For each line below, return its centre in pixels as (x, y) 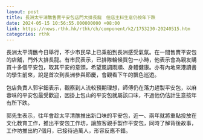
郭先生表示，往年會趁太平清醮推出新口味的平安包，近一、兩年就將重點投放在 (101, 116)
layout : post (23, 12)
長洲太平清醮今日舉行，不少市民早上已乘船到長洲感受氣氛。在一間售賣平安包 (101, 52)
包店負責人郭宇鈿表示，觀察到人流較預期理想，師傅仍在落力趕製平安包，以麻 (101, 87)
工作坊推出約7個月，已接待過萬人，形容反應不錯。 (69, 131)
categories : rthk (28, 34)
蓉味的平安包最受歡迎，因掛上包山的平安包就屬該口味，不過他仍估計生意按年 (101, 95)
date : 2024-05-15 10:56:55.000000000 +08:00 (63, 23)
